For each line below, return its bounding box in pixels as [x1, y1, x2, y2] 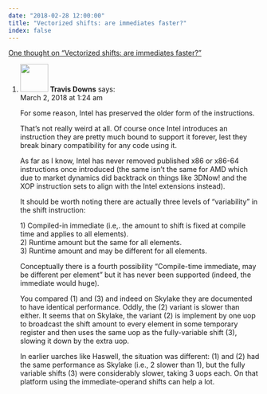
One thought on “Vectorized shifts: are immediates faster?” [8, 49, 202, 58]
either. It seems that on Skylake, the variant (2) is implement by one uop [19, 311, 257, 321]
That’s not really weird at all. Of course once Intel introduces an [19, 124, 228, 134]
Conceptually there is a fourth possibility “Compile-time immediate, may [19, 262, 257, 271]
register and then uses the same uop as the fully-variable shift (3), [19, 328, 238, 337]
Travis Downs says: [49, 84, 116, 94]
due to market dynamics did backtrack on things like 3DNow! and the [19, 173, 247, 183]
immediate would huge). [19, 279, 100, 288]
